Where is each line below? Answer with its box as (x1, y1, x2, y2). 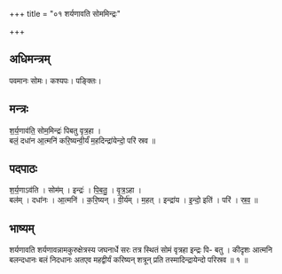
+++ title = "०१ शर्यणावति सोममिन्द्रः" (9, 9, 121, 19)
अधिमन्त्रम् (9, 51, 51, 67)
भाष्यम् (9, 221, 35, 236)
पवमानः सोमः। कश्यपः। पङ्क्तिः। (9, 75, 102, 86)
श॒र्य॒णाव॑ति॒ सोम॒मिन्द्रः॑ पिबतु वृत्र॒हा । (9, 125, 102, 136)
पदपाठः (9, 161, 38, 176)
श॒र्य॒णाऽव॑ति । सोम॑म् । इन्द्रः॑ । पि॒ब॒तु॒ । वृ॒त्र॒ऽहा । (9, 184, 142, 195)
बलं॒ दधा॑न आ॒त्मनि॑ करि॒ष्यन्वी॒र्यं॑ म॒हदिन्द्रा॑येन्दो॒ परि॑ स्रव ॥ (9, 135, 156, 145)
